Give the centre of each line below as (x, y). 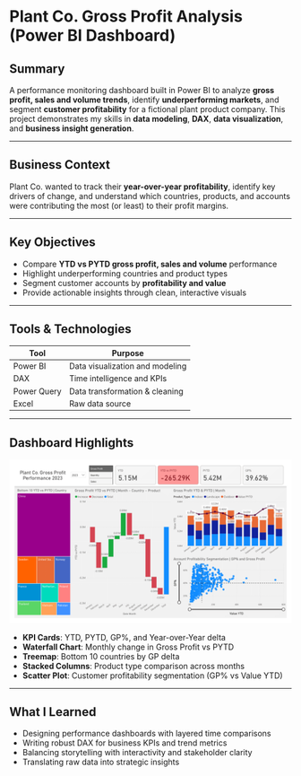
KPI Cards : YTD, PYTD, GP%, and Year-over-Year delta (124, 637)
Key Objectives (52, 243)
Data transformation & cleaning (126, 391)
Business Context (60, 165)
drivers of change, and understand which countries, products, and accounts (150, 196)
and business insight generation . (72, 128)
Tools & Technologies (70, 329)
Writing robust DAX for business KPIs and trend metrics (125, 743)
